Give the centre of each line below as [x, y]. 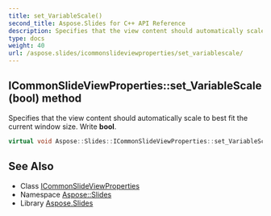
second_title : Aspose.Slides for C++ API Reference [97, 23]
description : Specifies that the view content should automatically [126, 31]
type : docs [27, 38]
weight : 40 [27, 46]
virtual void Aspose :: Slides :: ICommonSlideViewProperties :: [112, 141]
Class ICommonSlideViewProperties [79, 185]
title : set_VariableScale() [56, 16]
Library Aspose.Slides [56, 203]
